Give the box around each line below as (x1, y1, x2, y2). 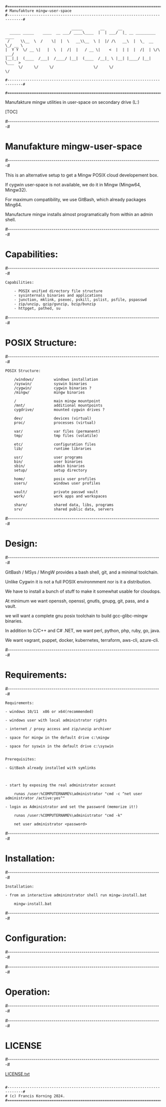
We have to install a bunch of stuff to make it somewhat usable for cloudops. (5, 588, 161, 594)
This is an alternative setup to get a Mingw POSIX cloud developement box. (5, 172, 159, 178)
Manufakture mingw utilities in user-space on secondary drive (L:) (5, 99, 140, 105)
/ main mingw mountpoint (14, 399, 100, 403)
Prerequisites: (5, 756, 37, 761)
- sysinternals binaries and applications (14, 293, 103, 298)
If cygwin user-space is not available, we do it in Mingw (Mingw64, (5, 181, 141, 187)
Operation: (5, 986, 50, 997)
